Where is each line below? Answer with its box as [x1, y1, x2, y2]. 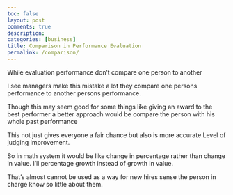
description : [7, 29, 45, 37]
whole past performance [7, 117, 78, 125]
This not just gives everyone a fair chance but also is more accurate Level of [7, 130, 226, 139]
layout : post [7, 17, 45, 24]
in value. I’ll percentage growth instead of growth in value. [7, 159, 174, 167]
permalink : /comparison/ [7, 49, 79, 56]
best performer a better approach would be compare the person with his [7, 109, 216, 118]
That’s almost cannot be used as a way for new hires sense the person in [7, 172, 216, 181]
